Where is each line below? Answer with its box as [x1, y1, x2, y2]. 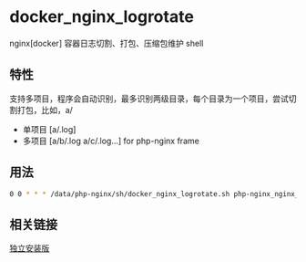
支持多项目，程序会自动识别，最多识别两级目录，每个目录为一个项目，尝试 [9, 93, 289, 104]
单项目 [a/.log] [22, 123, 76, 134]
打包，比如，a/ [16, 104, 73, 115]
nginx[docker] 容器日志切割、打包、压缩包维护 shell [9, 37, 204, 48]
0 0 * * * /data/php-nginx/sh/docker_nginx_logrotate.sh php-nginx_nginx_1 [9, 189, 303, 198]
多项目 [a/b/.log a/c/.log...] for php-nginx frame [22, 135, 200, 146]
